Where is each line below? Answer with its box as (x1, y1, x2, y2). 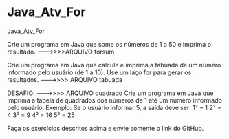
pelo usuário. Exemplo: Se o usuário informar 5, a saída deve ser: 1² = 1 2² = (7, 103, 222, 111)
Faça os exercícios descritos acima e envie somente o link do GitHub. (7, 124, 204, 132)
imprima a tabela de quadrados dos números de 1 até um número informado (7, 96, 222, 104)
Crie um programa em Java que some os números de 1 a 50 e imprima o (7, 40, 212, 48)
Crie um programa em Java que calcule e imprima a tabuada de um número (7, 61, 221, 69)
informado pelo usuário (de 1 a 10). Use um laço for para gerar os (7, 68, 192, 76)
